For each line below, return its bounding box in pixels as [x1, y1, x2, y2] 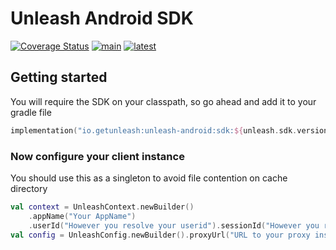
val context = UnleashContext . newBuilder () [10, 202, 195, 212]
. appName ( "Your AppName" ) [28, 211, 137, 221]
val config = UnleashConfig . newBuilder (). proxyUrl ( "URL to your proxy [10, 230, 311, 240]
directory [10, 182, 48, 194]
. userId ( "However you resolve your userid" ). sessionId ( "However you [28, 220, 320, 231]
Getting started [10, 69, 108, 86]
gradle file [10, 106, 52, 118]
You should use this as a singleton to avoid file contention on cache [10, 172, 288, 184]
